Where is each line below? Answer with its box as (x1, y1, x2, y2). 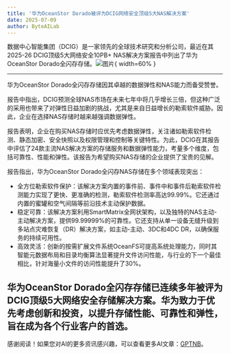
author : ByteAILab (7, 23, 60, 30)
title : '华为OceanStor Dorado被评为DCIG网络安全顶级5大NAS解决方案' (7, 10, 190, 17)
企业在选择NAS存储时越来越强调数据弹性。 (18, 113, 140, 121)
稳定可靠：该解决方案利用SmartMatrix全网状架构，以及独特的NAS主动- (16, 208, 218, 217)
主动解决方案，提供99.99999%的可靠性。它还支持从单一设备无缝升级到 (16, 217, 219, 225)
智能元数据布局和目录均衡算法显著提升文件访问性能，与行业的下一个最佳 (16, 251, 221, 259)
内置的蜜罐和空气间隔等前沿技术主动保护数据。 (16, 199, 149, 208)
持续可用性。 (29, 234, 66, 242)
